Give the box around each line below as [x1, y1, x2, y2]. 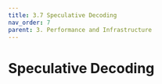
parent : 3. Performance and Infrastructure [8, 26, 153, 33]
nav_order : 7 [8, 19, 51, 26]
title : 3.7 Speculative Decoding [8, 11, 117, 19]
